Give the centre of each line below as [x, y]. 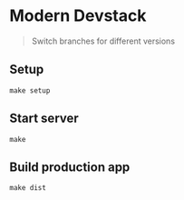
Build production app [70, 167]
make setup [30, 90]
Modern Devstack [78, 16]
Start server [44, 119]
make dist [28, 188]
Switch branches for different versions [103, 41]
